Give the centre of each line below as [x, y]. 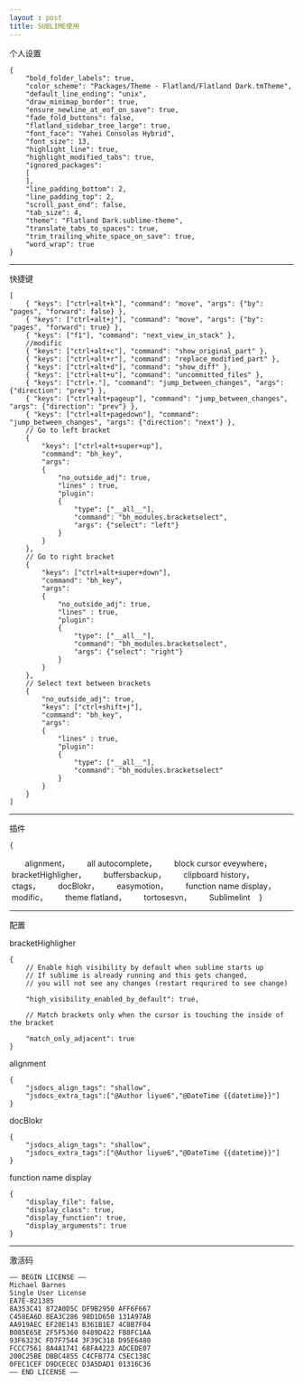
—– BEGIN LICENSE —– [48, 1277]
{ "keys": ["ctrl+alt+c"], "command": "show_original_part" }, [147, 351]
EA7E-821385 [32, 1301]
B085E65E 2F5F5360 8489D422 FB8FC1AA [80, 1332]
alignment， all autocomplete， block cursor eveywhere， [148, 863]
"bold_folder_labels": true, [80, 78]
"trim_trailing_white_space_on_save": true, [110, 236]
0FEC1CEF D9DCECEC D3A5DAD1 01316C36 [80, 1364]
